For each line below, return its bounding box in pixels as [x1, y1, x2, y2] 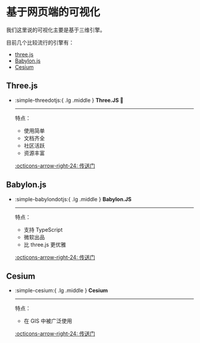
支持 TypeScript [23, 226, 63, 233]
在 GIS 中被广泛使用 [23, 317, 73, 325]
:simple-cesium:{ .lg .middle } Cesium [14, 287, 108, 294]
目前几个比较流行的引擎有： [6, 39, 74, 46]
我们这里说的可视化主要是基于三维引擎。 [6, 26, 105, 33]
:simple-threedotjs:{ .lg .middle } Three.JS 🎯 [14, 96, 124, 104]
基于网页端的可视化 [6, 5, 101, 19]
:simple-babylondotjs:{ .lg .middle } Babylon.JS [14, 195, 132, 202]
